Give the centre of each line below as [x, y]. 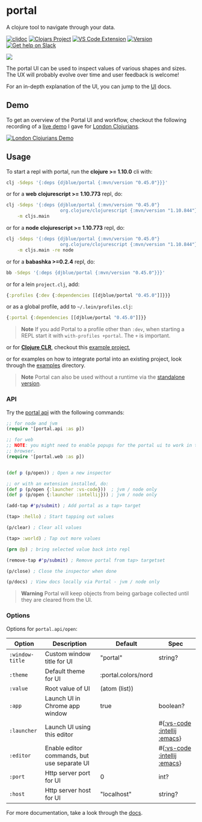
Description [70, 643]
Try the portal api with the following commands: [65, 412]
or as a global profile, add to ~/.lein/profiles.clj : [69, 307]
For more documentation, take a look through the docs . [75, 812]
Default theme [65, 671]
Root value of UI [67, 688]
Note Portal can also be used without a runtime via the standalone [103, 377]
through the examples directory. [46, 365]
